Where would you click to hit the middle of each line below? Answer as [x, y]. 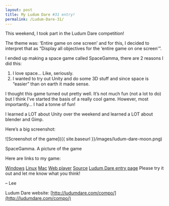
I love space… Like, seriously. [43, 73]
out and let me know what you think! [43, 173]
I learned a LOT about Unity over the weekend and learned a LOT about [79, 114]
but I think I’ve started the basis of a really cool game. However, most [77, 99]
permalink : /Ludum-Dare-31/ [35, 19]
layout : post [19, 10]
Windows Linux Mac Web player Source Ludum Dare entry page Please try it [84, 168]
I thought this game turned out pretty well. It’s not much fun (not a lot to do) [83, 94]
